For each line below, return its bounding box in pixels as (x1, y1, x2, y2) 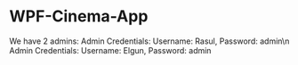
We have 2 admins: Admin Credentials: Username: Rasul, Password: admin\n (9, 36, 290, 46)
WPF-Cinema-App (9, 6, 149, 27)
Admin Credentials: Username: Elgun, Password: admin (9, 45, 212, 55)
